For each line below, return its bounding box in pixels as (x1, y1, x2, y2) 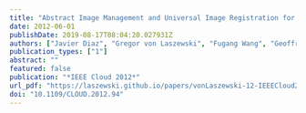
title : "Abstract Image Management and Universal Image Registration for (9, 13, 296, 23)
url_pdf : (9, 81, 43, 90)
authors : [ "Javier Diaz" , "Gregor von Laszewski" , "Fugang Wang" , (9, 38, 267, 48)
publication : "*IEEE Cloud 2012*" (9, 73, 141, 82)
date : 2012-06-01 (9, 22, 76, 31)
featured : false (9, 65, 71, 74)
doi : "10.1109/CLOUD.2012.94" (9, 89, 125, 98)
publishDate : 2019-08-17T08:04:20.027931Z (9, 30, 173, 39)
